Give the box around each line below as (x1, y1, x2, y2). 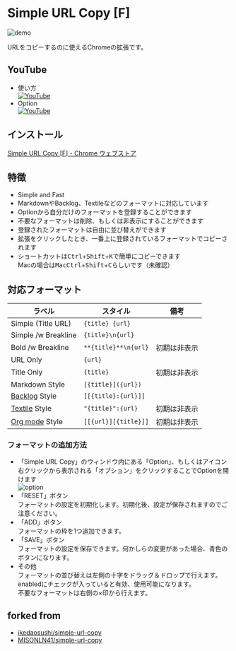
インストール (7, 129, 64, 141)
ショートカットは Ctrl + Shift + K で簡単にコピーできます (17, 252, 181, 261)
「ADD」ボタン (17, 518, 62, 527)
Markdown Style (11, 380, 66, 389)
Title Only (11, 368, 43, 377)
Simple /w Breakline (11, 330, 77, 340)
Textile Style (11, 404, 52, 414)
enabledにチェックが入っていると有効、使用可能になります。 (17, 580, 196, 588)
